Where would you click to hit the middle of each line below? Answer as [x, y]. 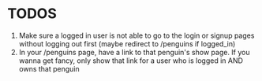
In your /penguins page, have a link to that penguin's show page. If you [134, 52]
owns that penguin [49, 68]
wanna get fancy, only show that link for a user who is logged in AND [131, 61]
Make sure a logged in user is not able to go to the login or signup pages [137, 35]
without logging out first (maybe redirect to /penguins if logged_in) [127, 43]
